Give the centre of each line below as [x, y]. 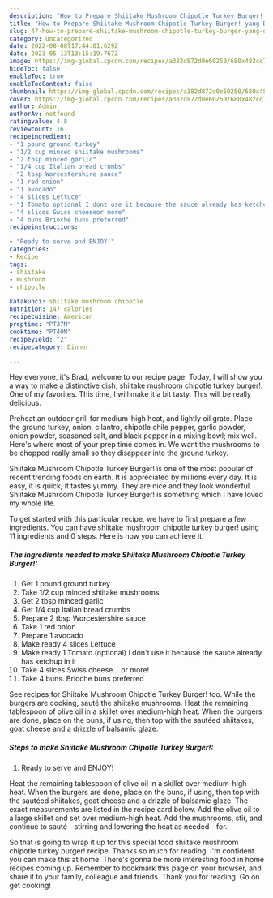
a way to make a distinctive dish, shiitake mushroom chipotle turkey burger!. [136, 385]
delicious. [25, 403]
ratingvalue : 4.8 [38, 122]
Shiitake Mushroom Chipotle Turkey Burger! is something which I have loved [136, 495]
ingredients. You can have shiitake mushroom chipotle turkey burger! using [134, 527]
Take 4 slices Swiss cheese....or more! [85, 670]
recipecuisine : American [51, 317]
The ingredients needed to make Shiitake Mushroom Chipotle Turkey [128, 554]
